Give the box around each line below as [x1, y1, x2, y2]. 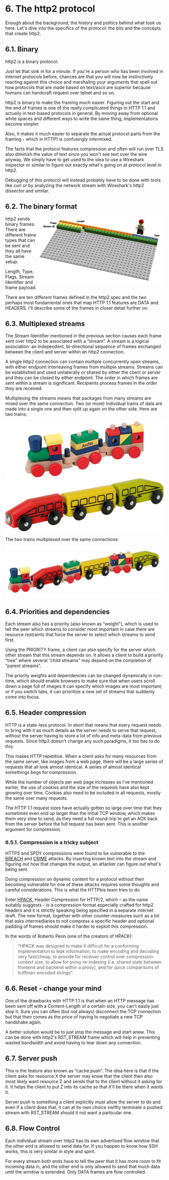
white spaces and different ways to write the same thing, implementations [5, 115, 158, 122]
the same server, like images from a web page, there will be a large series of [5, 758, 163, 764]
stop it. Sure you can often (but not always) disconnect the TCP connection [5, 1008, 161, 1014]
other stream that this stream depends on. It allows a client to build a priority [5, 652, 163, 658]
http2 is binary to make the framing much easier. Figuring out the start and [5, 99, 159, 105]
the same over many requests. [5, 795, 68, 801]
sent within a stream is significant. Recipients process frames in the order [5, 380, 157, 386]
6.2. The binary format [5, 202, 77, 211]
